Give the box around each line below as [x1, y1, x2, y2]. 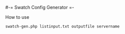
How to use [5, 14, 30, 20]
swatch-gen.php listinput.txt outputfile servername [5, 24, 120, 29]
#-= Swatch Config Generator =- [5, 5, 74, 10]
